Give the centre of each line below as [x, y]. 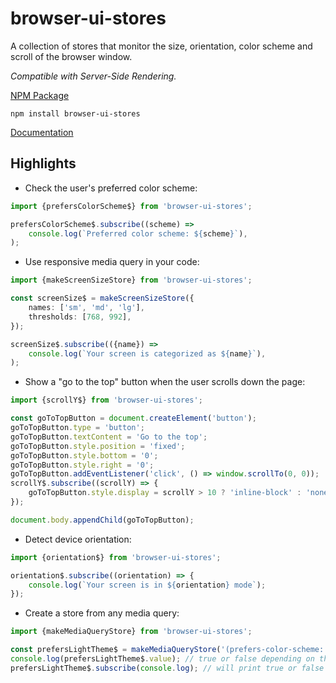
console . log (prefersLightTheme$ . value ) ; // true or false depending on [162, 659]
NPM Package [40, 95]
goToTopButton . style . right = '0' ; [82, 465]
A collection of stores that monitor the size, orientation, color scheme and [161, 46]
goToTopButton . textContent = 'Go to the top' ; [109, 437]
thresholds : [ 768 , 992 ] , [80, 317]
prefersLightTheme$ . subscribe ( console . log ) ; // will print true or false [167, 668]
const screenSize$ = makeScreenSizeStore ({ [102, 298]
